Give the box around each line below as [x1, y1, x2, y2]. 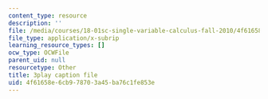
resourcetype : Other [8, 64, 77, 72]
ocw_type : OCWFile [8, 49, 69, 57]
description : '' [8, 19, 62, 27]
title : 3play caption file [8, 71, 98, 79]
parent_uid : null [8, 57, 66, 65]
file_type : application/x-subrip [8, 34, 120, 42]
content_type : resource [8, 11, 88, 20]
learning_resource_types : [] [8, 42, 105, 49]
